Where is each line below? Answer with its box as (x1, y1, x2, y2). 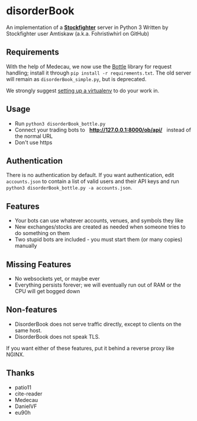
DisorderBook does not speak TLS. (14, 333, 101, 340)
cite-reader (14, 390, 43, 397)
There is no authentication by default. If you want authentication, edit (6, 172, 175, 179)
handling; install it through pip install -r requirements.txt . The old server (6, 69, 192, 76)
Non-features (6, 305, 57, 315)
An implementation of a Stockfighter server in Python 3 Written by (6, 24, 169, 31)
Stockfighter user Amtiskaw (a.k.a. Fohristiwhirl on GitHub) (6, 30, 150, 37)
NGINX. (6, 351, 25, 358)
